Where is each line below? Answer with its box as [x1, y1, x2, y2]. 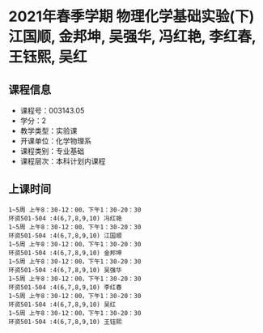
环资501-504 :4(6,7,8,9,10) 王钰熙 [8, 318, 123, 326]
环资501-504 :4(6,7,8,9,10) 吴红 [8, 301, 117, 309]
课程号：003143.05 [19, 106, 85, 115]
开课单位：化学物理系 [19, 136, 91, 146]
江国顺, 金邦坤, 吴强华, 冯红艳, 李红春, [8, 28, 257, 46]
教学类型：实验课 [19, 126, 78, 135]
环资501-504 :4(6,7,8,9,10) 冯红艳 [8, 214, 123, 223]
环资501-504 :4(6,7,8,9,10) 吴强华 [8, 266, 123, 274]
